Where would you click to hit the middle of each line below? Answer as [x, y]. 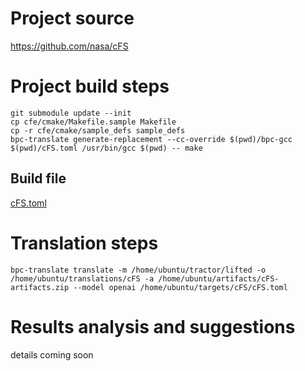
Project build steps [90, 86]
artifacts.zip [40, 287]
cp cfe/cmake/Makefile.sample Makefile [93, 122]
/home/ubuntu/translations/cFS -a [82, 278]
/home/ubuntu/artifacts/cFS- [219, 278]
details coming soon [52, 354]
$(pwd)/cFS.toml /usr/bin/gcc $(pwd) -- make [106, 148]
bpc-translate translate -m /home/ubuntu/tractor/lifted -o [138, 270]
